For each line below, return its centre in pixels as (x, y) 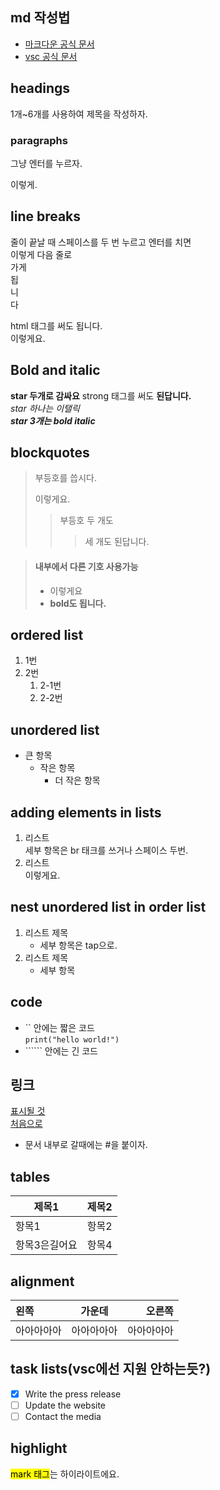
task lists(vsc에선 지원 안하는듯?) (111, 1369)
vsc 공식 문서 (51, 56)
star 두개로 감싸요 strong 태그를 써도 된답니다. (101, 395)
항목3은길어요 (46, 1245)
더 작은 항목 (77, 780)
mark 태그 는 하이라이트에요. (65, 1474)
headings (40, 88)
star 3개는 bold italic (53, 420)
